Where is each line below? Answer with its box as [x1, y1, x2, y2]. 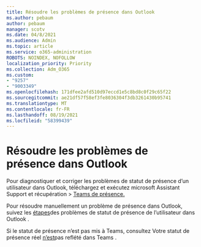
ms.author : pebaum [6, 15, 53, 21]
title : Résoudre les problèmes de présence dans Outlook [6, 9, 155, 15]
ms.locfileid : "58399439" [6, 117, 72, 123]
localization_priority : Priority [6, 60, 92, 66]
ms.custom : [6, 72, 34, 78]
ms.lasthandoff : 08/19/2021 [6, 112, 78, 118]
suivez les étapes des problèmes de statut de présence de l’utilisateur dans [6, 209, 195, 216]
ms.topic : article [6, 44, 53, 50]
